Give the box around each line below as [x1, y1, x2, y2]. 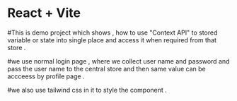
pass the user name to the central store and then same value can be [7, 64, 207, 73]
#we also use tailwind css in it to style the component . [7, 85, 168, 94]
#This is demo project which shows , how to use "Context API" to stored [7, 28, 218, 37]
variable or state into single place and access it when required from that [7, 35, 217, 44]
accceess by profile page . [7, 72, 85, 81]
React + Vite [7, 5, 81, 21]
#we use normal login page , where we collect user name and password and [7, 57, 230, 65]
